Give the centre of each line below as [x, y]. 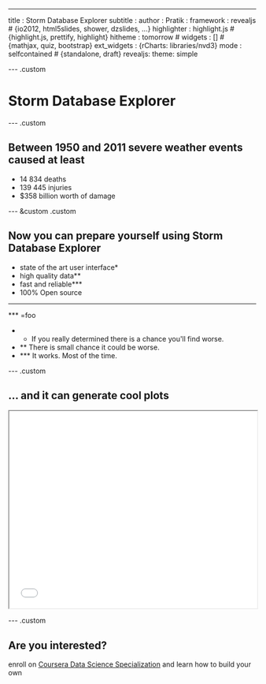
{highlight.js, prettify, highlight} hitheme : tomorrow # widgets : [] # [116, 37]
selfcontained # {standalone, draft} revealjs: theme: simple [103, 54]
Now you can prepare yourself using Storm [116, 236]
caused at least [46, 160]
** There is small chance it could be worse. [89, 347]
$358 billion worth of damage [67, 196]
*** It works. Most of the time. [68, 355]
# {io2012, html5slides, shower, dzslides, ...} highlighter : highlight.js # [121, 29]
